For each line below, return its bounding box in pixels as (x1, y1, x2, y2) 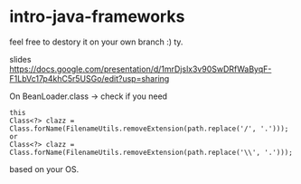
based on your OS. (9, 163, 80, 174)
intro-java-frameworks (9, 6, 185, 27)
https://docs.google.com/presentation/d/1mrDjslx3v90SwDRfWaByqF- (9, 63, 272, 74)
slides (9, 53, 32, 64)
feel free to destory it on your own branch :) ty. (9, 36, 183, 47)
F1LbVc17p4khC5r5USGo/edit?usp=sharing (9, 73, 170, 83)
